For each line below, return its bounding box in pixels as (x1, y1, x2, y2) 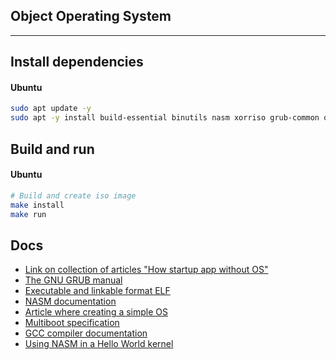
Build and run (10, 140, 95, 158)
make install (10, 200, 65, 210)
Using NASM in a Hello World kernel (24, 338, 174, 350)
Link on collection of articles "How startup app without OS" (24, 264, 269, 276)
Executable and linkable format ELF (24, 285, 171, 297)
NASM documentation (24, 295, 117, 308)
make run (10, 209, 47, 219)
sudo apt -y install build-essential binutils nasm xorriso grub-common (10, 113, 320, 123)
